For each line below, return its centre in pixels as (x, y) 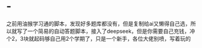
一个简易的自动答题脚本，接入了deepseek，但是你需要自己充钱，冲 (111, 31)
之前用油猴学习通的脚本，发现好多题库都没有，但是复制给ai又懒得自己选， (99, 23)
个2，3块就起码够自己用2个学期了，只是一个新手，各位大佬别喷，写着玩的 (99, 38)
